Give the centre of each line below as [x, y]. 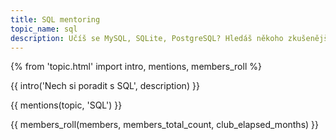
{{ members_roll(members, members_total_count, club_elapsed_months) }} [165, 125]
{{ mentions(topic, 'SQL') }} [66, 105]
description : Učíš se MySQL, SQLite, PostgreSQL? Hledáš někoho [147, 38]
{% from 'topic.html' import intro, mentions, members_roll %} [136, 67]
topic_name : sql [44, 29]
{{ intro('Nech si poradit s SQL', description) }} [105, 86]
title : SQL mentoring [55, 19]
